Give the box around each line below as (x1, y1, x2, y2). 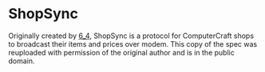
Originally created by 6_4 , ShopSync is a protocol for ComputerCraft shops (8, 31, 254, 40)
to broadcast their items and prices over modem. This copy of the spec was (8, 39, 258, 48)
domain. (8, 56, 35, 66)
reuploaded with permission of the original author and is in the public (8, 47, 235, 57)
